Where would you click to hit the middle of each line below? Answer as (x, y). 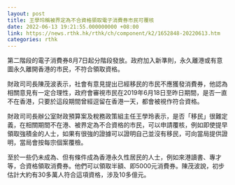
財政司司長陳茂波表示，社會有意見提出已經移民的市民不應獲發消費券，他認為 (117, 84)
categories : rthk (33, 40)
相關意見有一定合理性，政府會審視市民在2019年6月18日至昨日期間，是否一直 (117, 93)
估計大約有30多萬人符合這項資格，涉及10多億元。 (79, 175)
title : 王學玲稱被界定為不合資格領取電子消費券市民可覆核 (81, 20)
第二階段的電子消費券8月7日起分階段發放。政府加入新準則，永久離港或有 (112, 61)
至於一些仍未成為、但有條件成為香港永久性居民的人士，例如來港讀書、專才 (114, 157)
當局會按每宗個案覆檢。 (53, 142)
